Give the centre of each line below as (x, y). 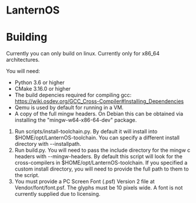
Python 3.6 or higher (39, 82)
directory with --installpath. (48, 144)
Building (27, 37)
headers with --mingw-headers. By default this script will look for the (98, 157)
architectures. (23, 60)
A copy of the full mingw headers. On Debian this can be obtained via (99, 114)
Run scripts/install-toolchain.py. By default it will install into (86, 132)
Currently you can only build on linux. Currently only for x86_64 (83, 54)
